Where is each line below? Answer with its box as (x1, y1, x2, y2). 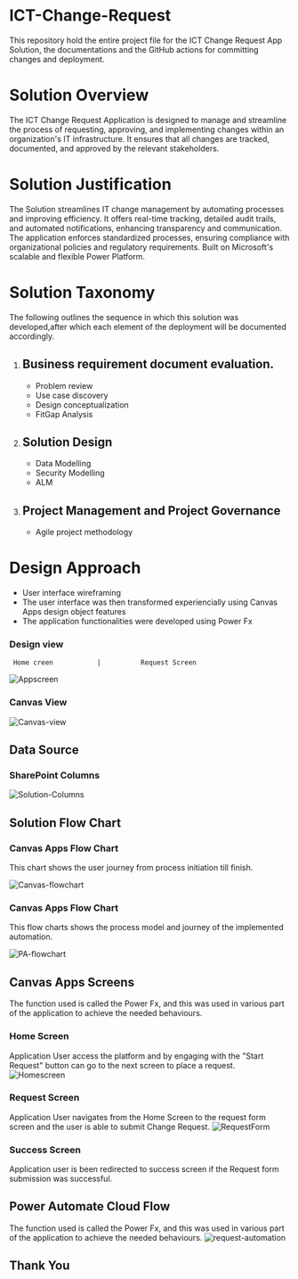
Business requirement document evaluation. (21, 357, 274, 372)
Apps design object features (21, 606, 126, 617)
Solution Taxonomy (9, 283, 156, 302)
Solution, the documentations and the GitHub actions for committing (9, 44, 260, 54)
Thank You (9, 1258, 70, 1274)
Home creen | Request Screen (12, 658, 197, 667)
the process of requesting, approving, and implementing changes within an (9, 124, 285, 135)
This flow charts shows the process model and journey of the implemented (9, 922, 284, 933)
